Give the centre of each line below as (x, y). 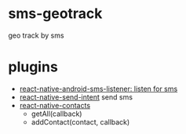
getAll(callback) (57, 114)
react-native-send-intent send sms (76, 97)
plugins (33, 67)
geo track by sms (36, 35)
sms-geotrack (55, 14)
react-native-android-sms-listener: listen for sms (98, 89)
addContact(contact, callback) (80, 121)
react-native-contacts (55, 105)
